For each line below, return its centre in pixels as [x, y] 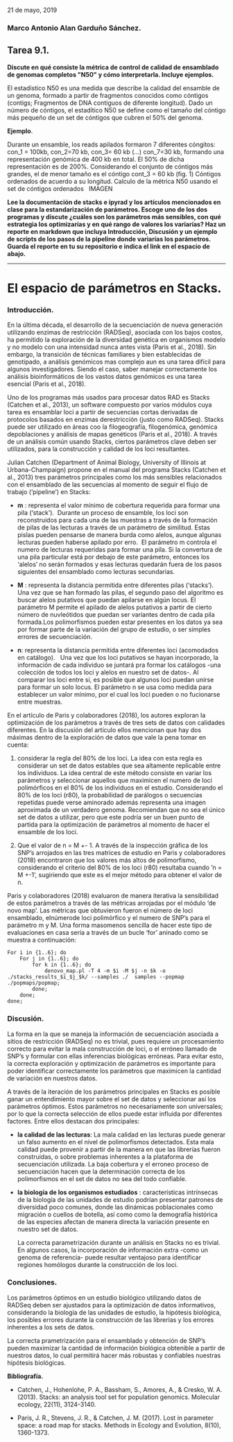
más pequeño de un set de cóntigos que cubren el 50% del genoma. [105, 117]
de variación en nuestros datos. [52, 1078]
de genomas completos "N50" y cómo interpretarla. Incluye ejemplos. [111, 74]
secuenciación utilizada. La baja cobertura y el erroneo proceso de [113, 1164]
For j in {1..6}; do [49, 959]
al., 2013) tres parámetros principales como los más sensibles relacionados [115, 477]
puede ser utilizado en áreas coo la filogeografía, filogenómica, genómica [112, 427]
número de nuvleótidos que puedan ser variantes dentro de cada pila [116, 615]
